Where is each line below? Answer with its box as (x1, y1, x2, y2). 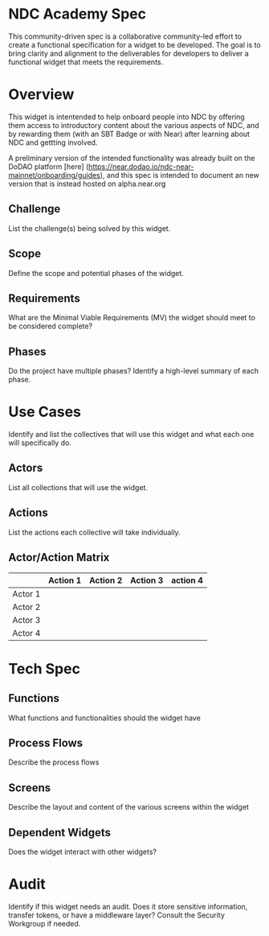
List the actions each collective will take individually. (8, 527, 181, 537)
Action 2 (89, 575, 123, 586)
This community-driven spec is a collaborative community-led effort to (8, 31, 243, 41)
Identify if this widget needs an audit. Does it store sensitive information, (8, 901, 248, 911)
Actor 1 (12, 588, 41, 600)
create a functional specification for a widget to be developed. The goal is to (8, 39, 261, 49)
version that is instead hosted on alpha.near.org (8, 179, 166, 188)
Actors (8, 461, 43, 475)
